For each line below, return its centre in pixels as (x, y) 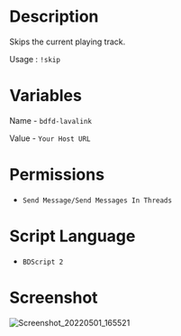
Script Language (72, 236)
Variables (46, 96)
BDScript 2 (43, 262)
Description (54, 17)
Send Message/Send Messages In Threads (97, 201)
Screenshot (54, 298)
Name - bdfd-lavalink (51, 120)
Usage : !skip (35, 59)
